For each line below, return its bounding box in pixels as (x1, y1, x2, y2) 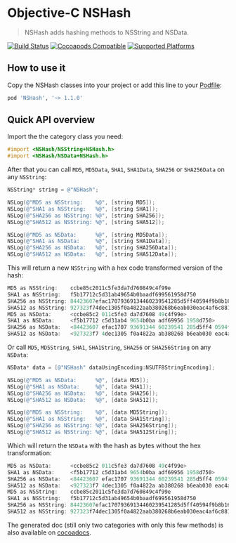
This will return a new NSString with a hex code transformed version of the (7, 263, 223, 272)
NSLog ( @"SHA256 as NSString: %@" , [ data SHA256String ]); (7, 422, 178, 429)
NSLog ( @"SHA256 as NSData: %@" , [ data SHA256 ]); (7, 390, 159, 397)
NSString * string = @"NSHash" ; (7, 186, 99, 194)
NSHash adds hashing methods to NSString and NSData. (24, 28, 190, 37)
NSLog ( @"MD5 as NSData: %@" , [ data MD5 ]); (7, 377, 150, 384)
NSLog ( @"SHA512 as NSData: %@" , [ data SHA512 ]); (7, 396, 159, 403)
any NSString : (7, 173, 47, 181)
